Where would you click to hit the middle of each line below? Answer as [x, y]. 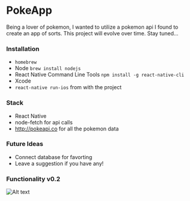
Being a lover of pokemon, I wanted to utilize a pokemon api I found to [92, 27]
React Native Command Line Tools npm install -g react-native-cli [99, 75]
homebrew [26, 63]
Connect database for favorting [53, 157]
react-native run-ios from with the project [68, 87]
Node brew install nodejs [48, 68]
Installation [23, 48]
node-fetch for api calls [44, 122]
